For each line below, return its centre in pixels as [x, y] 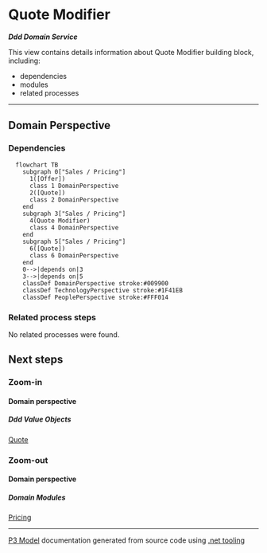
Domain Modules [37, 497]
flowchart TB [37, 165]
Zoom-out [28, 460]
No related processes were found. [64, 334]
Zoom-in [25, 382]
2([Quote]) [47, 193]
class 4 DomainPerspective [74, 227]
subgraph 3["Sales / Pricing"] [74, 214]
